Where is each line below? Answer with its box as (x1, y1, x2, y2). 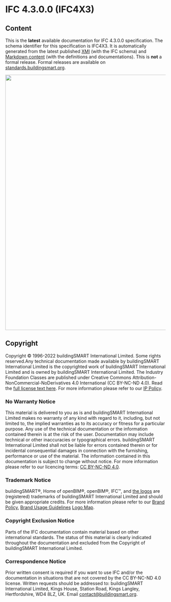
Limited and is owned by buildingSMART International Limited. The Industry (5, 369, 163, 375)
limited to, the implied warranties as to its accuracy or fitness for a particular (5, 420, 165, 427)
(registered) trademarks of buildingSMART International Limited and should (5, 494, 163, 500)
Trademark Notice (5, 476, 51, 484)
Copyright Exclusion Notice (5, 517, 75, 524)
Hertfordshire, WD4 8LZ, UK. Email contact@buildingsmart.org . (5, 591, 138, 597)
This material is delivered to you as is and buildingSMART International (5, 410, 153, 416)
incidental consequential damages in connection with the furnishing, (5, 448, 149, 454)
